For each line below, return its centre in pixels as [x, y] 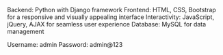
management [26, 31]
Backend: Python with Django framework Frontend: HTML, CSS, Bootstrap [112, 10]
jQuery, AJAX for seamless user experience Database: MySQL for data [107, 24]
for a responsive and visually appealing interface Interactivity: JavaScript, [110, 17]
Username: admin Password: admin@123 [65, 44]
